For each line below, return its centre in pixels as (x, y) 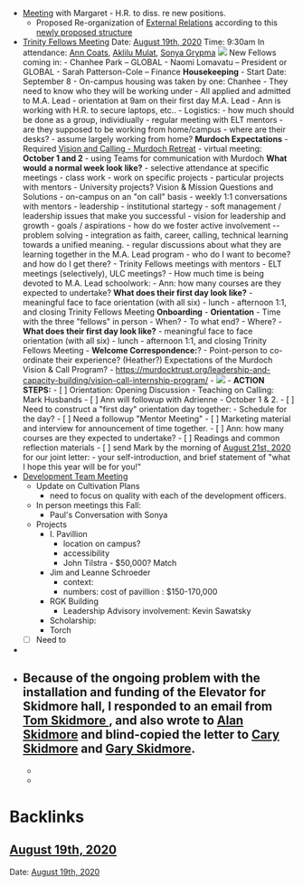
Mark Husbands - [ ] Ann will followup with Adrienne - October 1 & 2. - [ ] (158, 400)
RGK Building (74, 601)
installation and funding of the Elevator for (144, 692)
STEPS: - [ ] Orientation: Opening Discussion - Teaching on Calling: (148, 390)
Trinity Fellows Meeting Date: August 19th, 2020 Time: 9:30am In (143, 42)
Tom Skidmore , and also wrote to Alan (133, 721)
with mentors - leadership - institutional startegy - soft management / (152, 206)
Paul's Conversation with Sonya (109, 515)
